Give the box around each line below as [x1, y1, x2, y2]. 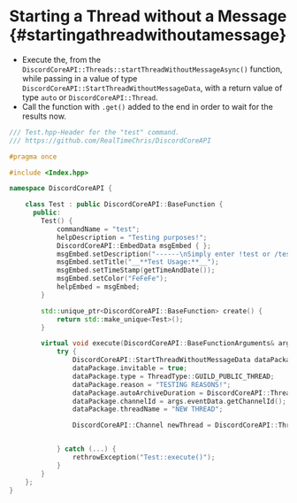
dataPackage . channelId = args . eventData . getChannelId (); [72, 397, 287, 406]
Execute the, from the [21, 54, 102, 65]
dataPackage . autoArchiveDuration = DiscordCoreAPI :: [72, 388, 271, 398]
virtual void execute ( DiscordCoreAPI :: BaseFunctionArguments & [41, 339, 275, 348]
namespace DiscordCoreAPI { [9, 184, 113, 193]
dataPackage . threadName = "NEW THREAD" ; [72, 405, 224, 414]
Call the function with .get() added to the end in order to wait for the [21, 101, 274, 112]
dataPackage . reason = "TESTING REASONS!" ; [72, 380, 232, 389]
